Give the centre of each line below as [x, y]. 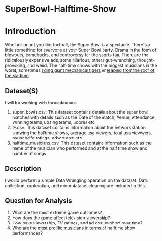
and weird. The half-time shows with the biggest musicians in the [92, 65]
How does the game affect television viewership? [61, 218]
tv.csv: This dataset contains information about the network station [79, 127]
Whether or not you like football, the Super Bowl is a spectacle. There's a [78, 45]
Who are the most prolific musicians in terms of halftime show [74, 228]
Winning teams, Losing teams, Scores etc [53, 122]
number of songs [29, 153]
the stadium [17, 76]
